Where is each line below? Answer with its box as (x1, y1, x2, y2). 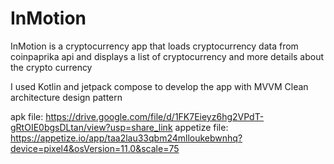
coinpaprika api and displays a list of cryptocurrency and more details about (10, 50, 325, 62)
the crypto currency (10, 61, 93, 73)
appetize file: (174, 121, 229, 133)
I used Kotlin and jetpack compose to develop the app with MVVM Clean (10, 80, 309, 92)
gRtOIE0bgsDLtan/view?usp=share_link (10, 121, 173, 133)
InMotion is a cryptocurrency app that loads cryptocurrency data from (10, 40, 299, 52)
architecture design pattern (10, 91, 123, 103)
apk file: (10, 110, 44, 122)
